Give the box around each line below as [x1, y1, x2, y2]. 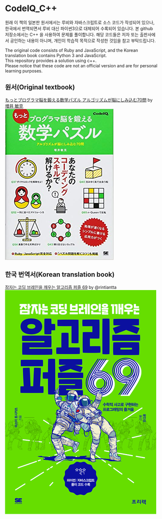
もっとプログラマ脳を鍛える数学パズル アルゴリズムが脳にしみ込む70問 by [5, 97, 153, 103]
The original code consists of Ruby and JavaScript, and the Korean [5, 47, 138, 53]
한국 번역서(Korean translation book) [5, 271, 115, 279]
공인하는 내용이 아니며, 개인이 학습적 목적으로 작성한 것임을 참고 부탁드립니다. [10, 37, 156, 44]
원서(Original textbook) [5, 83, 75, 92]
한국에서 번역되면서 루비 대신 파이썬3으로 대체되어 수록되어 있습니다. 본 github [5, 25, 153, 31]
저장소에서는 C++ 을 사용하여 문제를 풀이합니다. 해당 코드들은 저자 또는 [5, 31, 139, 37]
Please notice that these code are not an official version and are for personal [5, 62, 158, 68]
